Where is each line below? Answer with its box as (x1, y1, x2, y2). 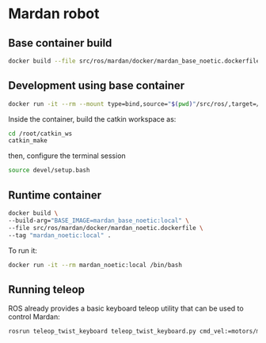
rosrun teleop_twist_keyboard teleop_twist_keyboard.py (8, 327, 196, 336)
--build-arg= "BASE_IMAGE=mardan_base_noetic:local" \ (8, 217, 190, 224)
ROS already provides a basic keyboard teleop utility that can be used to (8, 303, 244, 313)
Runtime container (8, 188, 102, 202)
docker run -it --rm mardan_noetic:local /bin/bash (8, 261, 182, 269)
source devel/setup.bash (8, 167, 90, 175)
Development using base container (8, 79, 185, 92)
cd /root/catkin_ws (8, 130, 73, 138)
